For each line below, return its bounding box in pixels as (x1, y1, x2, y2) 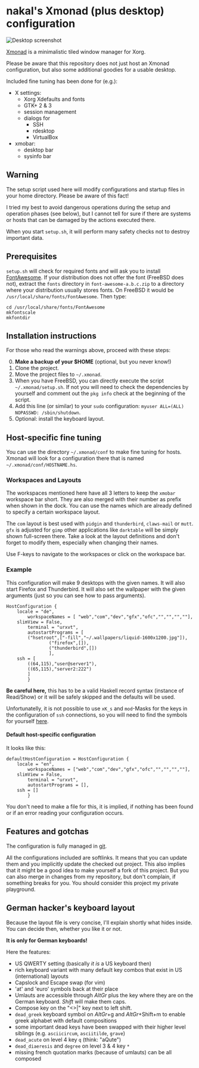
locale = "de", (17, 609, 55, 615)
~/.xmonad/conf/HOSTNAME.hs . (6, 461, 77, 468)
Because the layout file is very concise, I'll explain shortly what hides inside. (6, 919, 192, 926)
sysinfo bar (23, 152, 52, 159)
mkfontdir (6, 314, 31, 320)
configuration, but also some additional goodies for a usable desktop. (6, 66, 177, 73)
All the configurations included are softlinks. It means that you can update (6, 854, 188, 861)
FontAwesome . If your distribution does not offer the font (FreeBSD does (6, 273, 184, 281)
